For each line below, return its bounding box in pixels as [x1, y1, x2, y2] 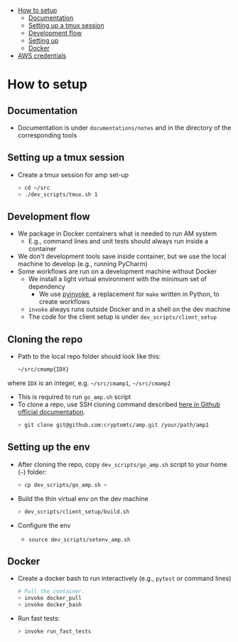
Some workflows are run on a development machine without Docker [17, 267, 217, 276]
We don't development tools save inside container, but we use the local [17, 252, 227, 261]
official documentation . [17, 408, 86, 416]
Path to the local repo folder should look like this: [17, 352, 161, 361]
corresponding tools [17, 131, 77, 140]
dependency [28, 283, 65, 291]
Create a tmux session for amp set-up [17, 170, 129, 179]
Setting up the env [7, 441, 90, 453]
